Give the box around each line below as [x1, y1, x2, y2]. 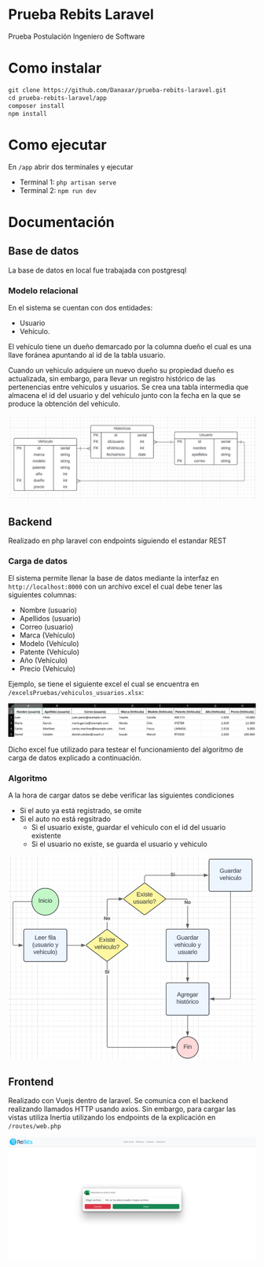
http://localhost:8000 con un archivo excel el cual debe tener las [8, 581, 222, 592]
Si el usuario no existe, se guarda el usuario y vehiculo [31, 839, 208, 849]
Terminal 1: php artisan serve [19, 177, 116, 187]
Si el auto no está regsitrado [19, 814, 112, 824]
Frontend [8, 1076, 54, 1089]
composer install [8, 102, 65, 110]
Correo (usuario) [19, 622, 74, 632]
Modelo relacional [8, 285, 79, 296]
